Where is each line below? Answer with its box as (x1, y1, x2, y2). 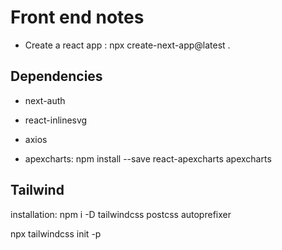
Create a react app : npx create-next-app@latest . (24, 39, 231, 51)
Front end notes (10, 6, 145, 29)
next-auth (24, 94, 66, 106)
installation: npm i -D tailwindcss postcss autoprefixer (10, 208, 232, 220)
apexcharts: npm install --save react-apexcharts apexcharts (24, 152, 272, 165)
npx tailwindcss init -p (10, 227, 102, 240)
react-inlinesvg (24, 114, 88, 126)
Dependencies (10, 68, 103, 85)
